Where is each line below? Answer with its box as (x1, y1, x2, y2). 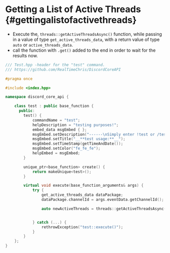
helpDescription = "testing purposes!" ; (32, 122, 119, 128)
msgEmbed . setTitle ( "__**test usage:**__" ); (32, 137, 125, 142)
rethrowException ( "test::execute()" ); (41, 224, 123, 230)
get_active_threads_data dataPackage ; (41, 192, 123, 198)
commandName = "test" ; (32, 117, 80, 122)
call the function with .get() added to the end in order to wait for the (12, 47, 156, 53)
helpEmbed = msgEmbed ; (32, 151, 80, 156)
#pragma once (5, 76, 33, 81)
